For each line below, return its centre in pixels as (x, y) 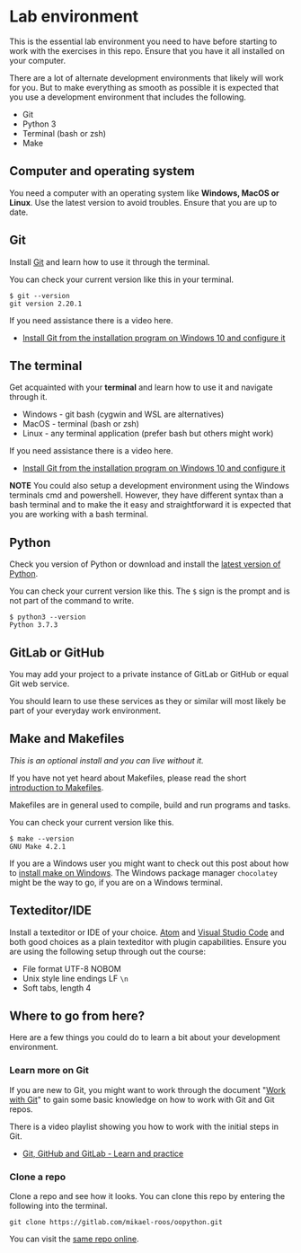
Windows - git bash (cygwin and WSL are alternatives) (123, 414)
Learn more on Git (49, 1071)
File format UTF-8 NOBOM (71, 968)
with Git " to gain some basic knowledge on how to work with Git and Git (142, 1099)
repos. (21, 1109)
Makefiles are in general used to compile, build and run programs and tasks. (150, 805)
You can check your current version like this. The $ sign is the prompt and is (150, 591)
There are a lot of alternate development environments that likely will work (147, 77)
